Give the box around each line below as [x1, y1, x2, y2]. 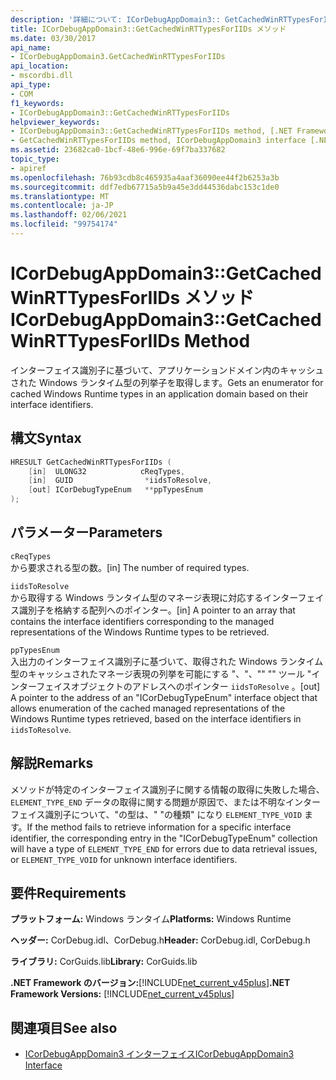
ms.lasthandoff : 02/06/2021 [10, 210, 128, 220]
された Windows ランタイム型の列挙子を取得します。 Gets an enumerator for [10, 376, 324, 388]
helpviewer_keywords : [10, 117, 101, 127]
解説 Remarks [10, 755, 94, 772]
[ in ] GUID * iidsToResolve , [28, 476, 213, 486]
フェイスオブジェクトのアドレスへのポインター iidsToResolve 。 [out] [36, 680, 321, 692]
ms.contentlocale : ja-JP [10, 201, 114, 211]
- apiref [10, 163, 47, 173]
